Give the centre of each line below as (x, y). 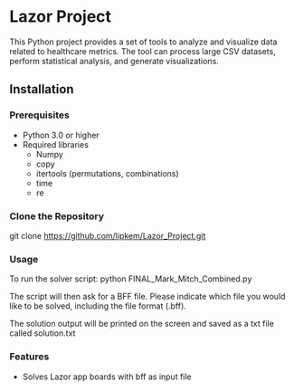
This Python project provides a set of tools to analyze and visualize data (143, 42)
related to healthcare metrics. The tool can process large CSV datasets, (142, 51)
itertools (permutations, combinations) (107, 173)
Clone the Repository (57, 216)
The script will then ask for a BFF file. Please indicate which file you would (147, 297)
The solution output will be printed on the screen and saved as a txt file (142, 324)
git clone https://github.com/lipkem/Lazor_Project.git (108, 235)
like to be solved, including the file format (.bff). (98, 306)
